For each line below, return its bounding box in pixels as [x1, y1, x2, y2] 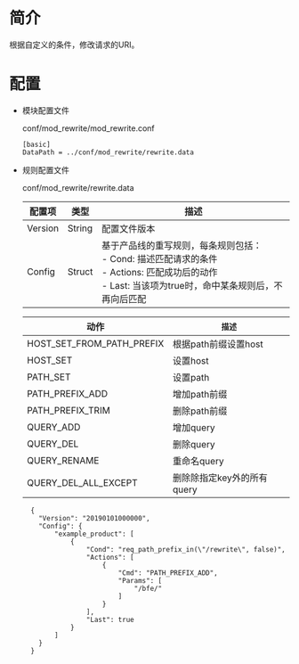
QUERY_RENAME [26, 454, 100, 466]
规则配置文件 [21, 164, 69, 175]
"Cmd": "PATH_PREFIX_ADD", [117, 568, 218, 578]
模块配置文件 [21, 104, 69, 116]
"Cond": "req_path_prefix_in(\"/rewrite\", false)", [85, 545, 287, 553]
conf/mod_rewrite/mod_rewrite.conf [21, 122, 156, 134]
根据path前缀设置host [172, 338, 264, 350]
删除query [172, 438, 215, 450]
